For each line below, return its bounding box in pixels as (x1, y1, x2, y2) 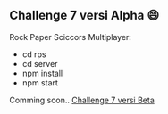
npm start (21, 77, 58, 88)
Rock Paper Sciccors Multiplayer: (9, 31, 132, 42)
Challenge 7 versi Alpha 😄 (9, 8, 160, 23)
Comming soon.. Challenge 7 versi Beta (9, 94, 155, 105)
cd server (21, 58, 58, 69)
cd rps (21, 49, 46, 60)
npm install (21, 68, 63, 78)
